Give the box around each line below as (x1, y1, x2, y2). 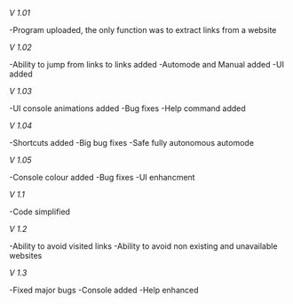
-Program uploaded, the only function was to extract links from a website (9, 25, 277, 35)
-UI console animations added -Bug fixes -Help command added (9, 103, 246, 114)
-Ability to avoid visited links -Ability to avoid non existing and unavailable (9, 241, 278, 252)
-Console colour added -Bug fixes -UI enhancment (9, 172, 195, 182)
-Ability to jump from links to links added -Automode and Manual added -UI (9, 60, 284, 69)
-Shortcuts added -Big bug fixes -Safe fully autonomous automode (9, 138, 255, 148)
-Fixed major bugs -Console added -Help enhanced (9, 284, 199, 295)
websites (9, 251, 43, 260)
